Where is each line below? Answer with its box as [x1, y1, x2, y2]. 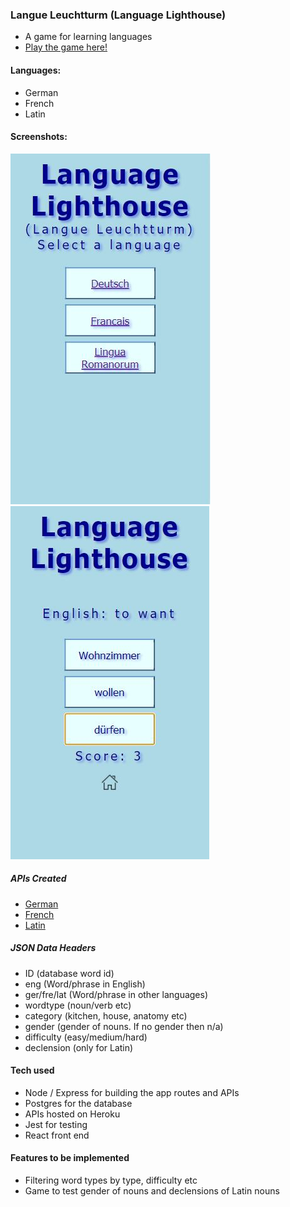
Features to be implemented [10, 1152, 130, 1164]
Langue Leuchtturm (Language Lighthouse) [10, 8, 227, 22]
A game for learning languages [24, 31, 153, 43]
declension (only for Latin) [24, 1041, 134, 1053]
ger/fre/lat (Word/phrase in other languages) [24, 988, 209, 1000]
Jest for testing [24, 1118, 88, 1130]
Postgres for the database [24, 1097, 133, 1109]
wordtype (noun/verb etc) [24, 999, 132, 1011]
